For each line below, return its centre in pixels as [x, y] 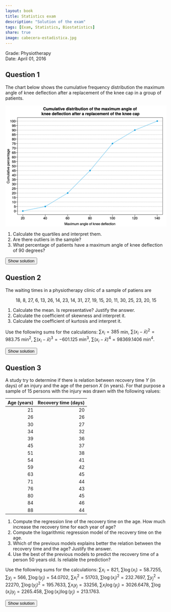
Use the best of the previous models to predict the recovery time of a [85, 554]
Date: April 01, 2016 [26, 59]
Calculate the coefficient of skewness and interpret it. [69, 316]
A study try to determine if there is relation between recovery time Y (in [80, 380]
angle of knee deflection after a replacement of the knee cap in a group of [83, 92]
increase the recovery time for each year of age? [64, 527]
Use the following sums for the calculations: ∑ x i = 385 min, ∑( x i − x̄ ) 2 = [80, 332]
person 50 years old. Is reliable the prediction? [62, 560]
